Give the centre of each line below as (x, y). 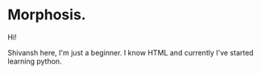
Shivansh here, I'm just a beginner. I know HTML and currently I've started (131, 52)
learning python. (35, 61)
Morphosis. (47, 15)
